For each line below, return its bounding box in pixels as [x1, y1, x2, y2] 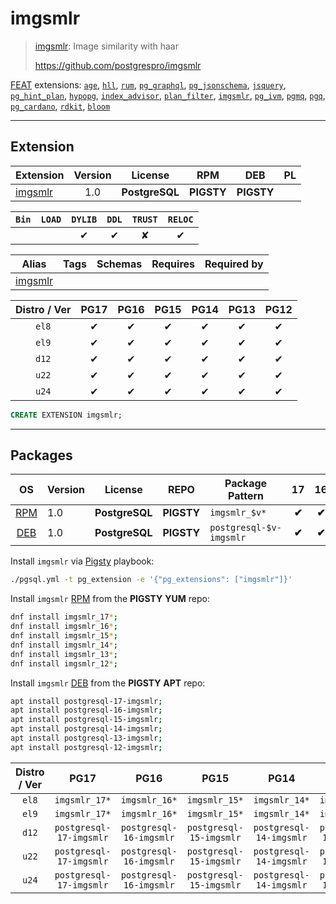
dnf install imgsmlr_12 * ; [10, 658, 118, 669]
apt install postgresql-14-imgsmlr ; [10, 724, 163, 734]
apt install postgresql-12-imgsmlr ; [10, 742, 163, 752]
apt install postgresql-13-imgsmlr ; [10, 733, 163, 744]
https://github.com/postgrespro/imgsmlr [34, 59, 202, 71]
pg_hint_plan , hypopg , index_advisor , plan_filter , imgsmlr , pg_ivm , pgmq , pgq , [10, 89, 326, 101]
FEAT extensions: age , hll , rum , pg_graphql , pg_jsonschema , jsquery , [10, 78, 287, 91]
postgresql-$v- [209, 522, 282, 534]
